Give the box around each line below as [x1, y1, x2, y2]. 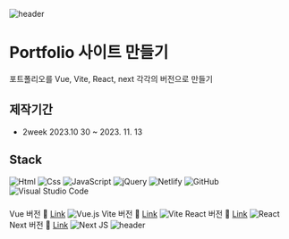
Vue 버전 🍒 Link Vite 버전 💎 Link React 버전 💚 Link [9, 209, 248, 219]
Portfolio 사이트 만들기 [9, 43, 169, 62]
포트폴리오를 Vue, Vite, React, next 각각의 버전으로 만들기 [9, 73, 213, 84]
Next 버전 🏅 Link [9, 219, 69, 231]
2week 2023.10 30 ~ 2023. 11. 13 [21, 126, 143, 137]
